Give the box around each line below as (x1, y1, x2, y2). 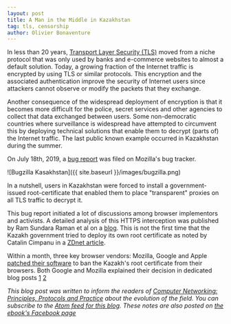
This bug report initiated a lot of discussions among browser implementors (7, 209, 219, 218)
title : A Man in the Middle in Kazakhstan (7, 16, 131, 23)
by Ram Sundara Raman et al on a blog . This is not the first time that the (7, 224, 210, 232)
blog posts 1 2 (7, 274, 47, 282)
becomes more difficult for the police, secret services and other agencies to (7, 105, 223, 113)
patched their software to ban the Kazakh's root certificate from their (7, 259, 203, 268)
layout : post (7, 10, 45, 17)
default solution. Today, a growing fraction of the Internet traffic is (7, 62, 194, 71)
